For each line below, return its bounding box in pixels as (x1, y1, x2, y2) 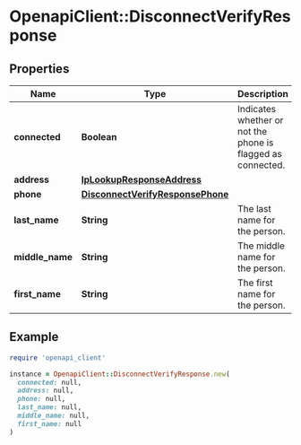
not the (236, 126, 268, 137)
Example (9, 329, 59, 345)
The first (236, 276, 273, 289)
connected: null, (17, 378, 82, 387)
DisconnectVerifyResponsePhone (81, 188, 229, 200)
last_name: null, (17, 403, 82, 412)
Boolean (81, 131, 117, 143)
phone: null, (17, 395, 66, 404)
